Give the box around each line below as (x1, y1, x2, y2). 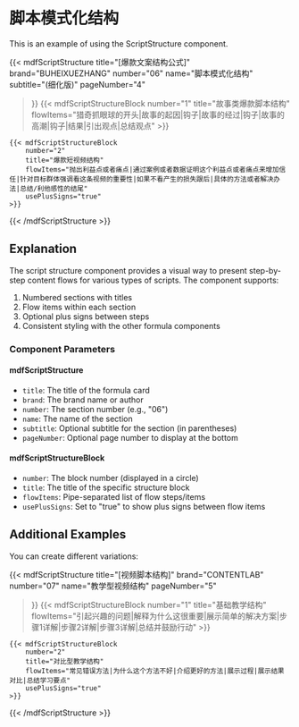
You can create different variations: (9, 551, 138, 562)
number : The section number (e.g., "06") (21, 403, 169, 414)
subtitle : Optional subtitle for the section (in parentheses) (21, 422, 237, 434)
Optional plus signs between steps (21, 310, 150, 322)
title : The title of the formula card (21, 385, 150, 395)
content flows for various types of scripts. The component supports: (27, 275, 279, 285)
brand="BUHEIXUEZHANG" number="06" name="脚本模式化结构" (9, 68, 253, 79)
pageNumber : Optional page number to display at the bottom (21, 432, 239, 443)
